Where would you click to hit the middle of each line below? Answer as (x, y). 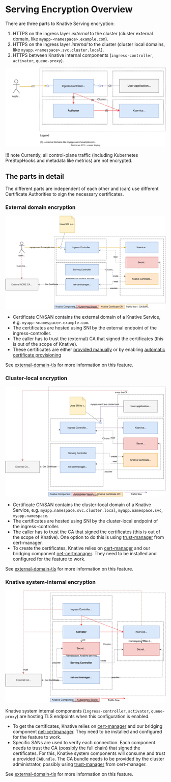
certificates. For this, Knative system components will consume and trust (89, 753)
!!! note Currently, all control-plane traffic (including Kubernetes (72, 155)
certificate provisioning (37, 355)
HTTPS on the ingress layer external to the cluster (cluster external (83, 33)
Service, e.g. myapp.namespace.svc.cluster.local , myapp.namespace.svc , (88, 510)
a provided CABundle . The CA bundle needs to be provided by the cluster (88, 759)
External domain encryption (40, 207)
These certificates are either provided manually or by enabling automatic (89, 350)
